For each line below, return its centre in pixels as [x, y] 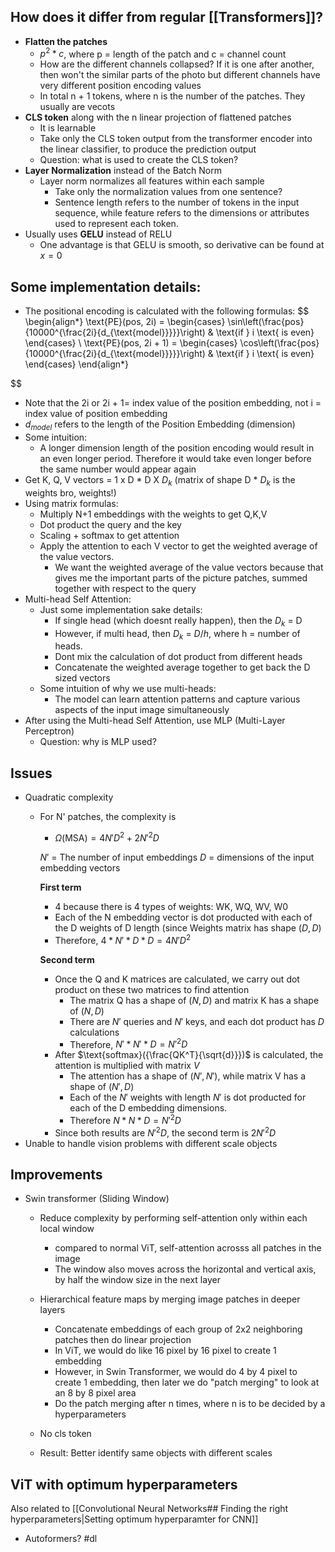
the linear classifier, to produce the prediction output [148, 149]
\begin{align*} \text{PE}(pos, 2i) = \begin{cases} [125, 322]
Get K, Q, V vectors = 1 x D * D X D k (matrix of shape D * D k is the [160, 481]
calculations [94, 1032]
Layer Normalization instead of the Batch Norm [123, 171]
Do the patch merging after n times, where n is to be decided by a [190, 1404]
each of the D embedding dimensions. [148, 1108]
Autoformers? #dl [61, 1539]
